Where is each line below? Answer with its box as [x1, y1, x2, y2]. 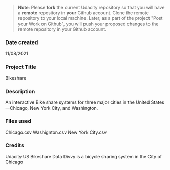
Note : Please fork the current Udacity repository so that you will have [17, 5, 165, 10]
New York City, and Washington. [30, 104, 98, 111]
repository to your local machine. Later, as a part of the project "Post [17, 15, 163, 21]
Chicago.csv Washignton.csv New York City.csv [5, 129, 107, 135]
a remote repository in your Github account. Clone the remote [17, 10, 150, 16]
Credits [5, 142, 24, 149]
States [151, 99, 165, 105]
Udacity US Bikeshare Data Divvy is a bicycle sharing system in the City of [5, 154, 162, 160]
